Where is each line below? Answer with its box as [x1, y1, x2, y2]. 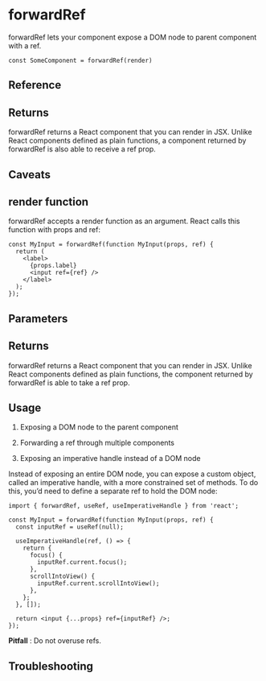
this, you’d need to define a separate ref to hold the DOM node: [8, 486, 218, 496]
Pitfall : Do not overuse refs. [8, 636, 102, 646]
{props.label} [29, 262, 78, 270]
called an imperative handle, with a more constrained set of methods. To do [8, 478, 259, 488]
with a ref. [8, 40, 42, 50]
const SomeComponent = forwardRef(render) [8, 56, 153, 64]
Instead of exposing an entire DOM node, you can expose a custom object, [8, 469, 256, 479]
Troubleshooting [8, 659, 94, 673]
